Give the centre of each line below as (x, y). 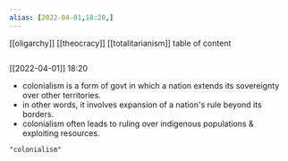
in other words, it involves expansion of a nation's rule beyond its (142, 105)
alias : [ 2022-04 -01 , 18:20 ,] (62, 17)
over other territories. (61, 95)
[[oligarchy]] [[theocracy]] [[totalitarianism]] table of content (120, 43)
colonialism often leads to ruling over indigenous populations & (138, 123)
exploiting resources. (61, 133)
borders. (38, 114)
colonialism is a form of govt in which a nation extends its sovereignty (151, 85)
